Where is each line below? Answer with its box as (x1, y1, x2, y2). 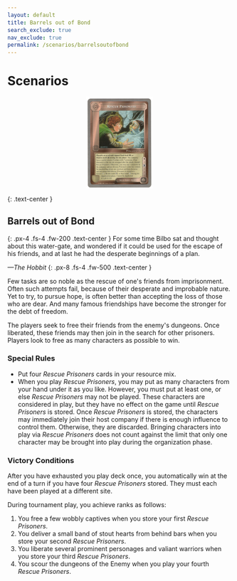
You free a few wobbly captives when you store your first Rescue (17, 514, 209, 523)
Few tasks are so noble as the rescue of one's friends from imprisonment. (7, 277, 224, 285)
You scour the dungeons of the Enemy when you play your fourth (17, 560, 210, 568)
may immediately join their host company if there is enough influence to (17, 415, 228, 423)
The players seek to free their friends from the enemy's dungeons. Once (7, 321, 220, 329)
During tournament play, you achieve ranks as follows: (7, 501, 167, 509)
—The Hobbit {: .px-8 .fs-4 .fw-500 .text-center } (7, 263, 152, 272)
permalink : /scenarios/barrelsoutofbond (7, 41, 130, 49)
